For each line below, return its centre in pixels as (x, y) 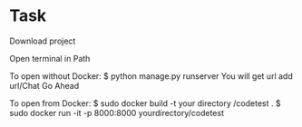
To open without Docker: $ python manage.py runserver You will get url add (151, 76)
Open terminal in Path (50, 58)
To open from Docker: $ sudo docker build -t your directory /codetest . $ (145, 103)
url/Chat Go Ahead (44, 85)
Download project (43, 41)
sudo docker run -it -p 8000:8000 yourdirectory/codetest (117, 112)
